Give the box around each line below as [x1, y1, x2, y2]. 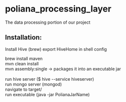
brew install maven [5, 56, 43, 61]
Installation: [5, 33, 42, 42]
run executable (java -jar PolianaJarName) [5, 91, 90, 97]
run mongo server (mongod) [5, 81, 62, 87]
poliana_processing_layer [5, 3, 112, 15]
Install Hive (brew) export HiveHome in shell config [5, 46, 107, 52]
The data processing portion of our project [5, 19, 90, 25]
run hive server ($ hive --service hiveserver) [5, 76, 94, 82]
